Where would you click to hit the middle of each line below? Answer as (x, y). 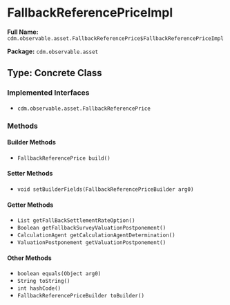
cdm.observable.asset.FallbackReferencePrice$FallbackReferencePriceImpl (116, 38)
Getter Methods (30, 205)
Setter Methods (30, 174)
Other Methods (29, 258)
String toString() (44, 281)
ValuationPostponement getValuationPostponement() (92, 243)
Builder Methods (32, 142)
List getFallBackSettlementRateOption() (76, 221)
